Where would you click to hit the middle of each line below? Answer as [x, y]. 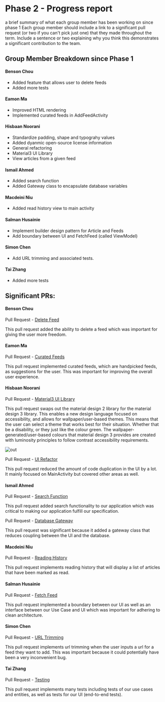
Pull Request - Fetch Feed [31, 595]
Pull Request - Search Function [36, 496]
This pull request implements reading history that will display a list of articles [82, 567]
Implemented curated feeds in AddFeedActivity [60, 115]
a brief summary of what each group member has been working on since [79, 22]
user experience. [22, 376]
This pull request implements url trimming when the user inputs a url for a [80, 647]
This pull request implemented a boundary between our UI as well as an [78, 604]
